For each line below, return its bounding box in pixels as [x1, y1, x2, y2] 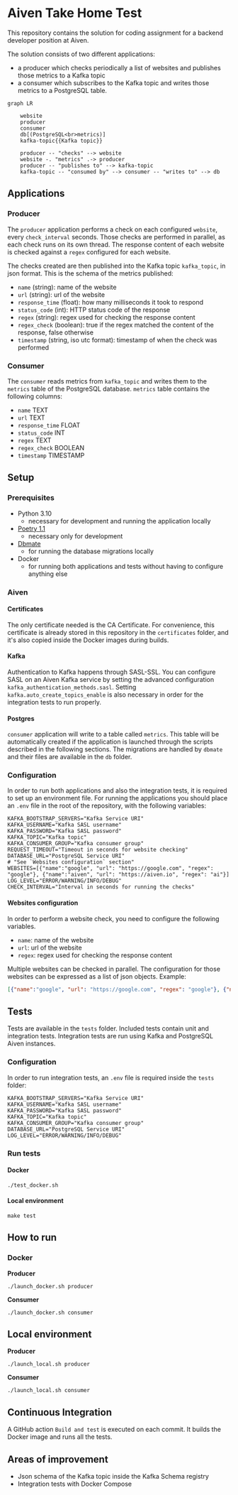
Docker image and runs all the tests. [7, 1433, 113, 1441]
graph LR [7, 99, 33, 107]
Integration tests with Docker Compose [17, 1479, 132, 1489]
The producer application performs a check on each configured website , [7, 225, 218, 234]
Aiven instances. [7, 1039, 56, 1048]
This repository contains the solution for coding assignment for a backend [7, 28, 224, 37]
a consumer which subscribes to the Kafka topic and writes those [17, 78, 210, 87]
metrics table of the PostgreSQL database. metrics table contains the [7, 384, 210, 393]
